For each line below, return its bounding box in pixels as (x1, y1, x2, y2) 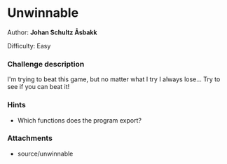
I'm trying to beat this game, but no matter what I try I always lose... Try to (7, 75, 221, 83)
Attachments (7, 133, 53, 143)
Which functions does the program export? (17, 116, 142, 124)
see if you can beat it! (7, 83, 70, 91)
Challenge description (7, 59, 85, 69)
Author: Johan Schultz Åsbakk (7, 28, 97, 36)
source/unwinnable (17, 149, 74, 158)
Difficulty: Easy (7, 41, 51, 50)
